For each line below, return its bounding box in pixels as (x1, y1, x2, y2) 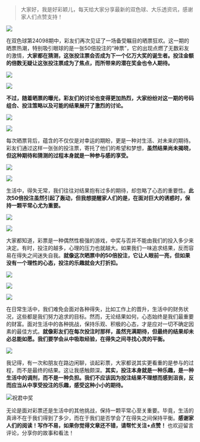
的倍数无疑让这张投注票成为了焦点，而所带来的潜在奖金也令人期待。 (6, 60, 173, 66)
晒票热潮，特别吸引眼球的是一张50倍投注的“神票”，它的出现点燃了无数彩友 (6, 45, 189, 51)
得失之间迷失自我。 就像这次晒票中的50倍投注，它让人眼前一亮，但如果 (16, 252, 190, 259)
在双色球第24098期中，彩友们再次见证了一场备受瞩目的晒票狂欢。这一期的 (6, 37, 189, 44)
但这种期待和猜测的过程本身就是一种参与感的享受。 (6, 152, 132, 159)
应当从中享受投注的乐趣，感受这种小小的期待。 (11, 382, 126, 388)
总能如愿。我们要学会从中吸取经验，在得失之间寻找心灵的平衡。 (11, 335, 168, 342)
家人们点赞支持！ (20, 13, 63, 20)
